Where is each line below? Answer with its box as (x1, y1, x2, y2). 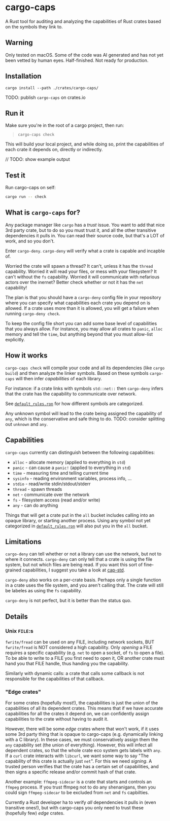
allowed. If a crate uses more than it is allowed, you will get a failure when (5, 305, 159, 311)
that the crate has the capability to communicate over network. (5, 390, 137, 397)
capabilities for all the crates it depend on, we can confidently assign (5, 710, 150, 717)
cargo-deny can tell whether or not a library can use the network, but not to (5, 551, 161, 557)
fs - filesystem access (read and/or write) (12, 496, 100, 503)
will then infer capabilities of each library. (15, 375, 103, 381)
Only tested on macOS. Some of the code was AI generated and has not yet (5, 52, 164, 58)
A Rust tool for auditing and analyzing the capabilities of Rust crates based (5, 18, 161, 24)
